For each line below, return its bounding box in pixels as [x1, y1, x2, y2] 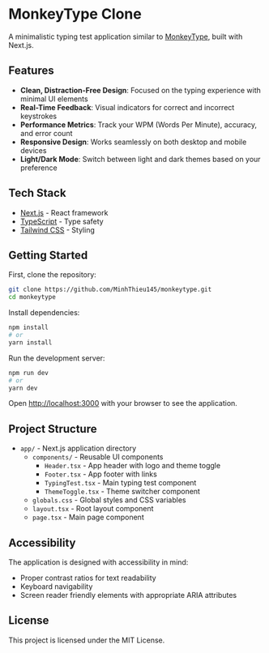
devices [19, 145, 47, 155]
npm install [8, 323, 49, 332]
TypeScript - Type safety [19, 216, 104, 226]
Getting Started [8, 248, 88, 262]
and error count [19, 128, 73, 138]
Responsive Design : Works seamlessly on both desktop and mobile [19, 137, 247, 147]
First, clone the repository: [8, 270, 97, 280]
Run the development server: [8, 353, 105, 363]
